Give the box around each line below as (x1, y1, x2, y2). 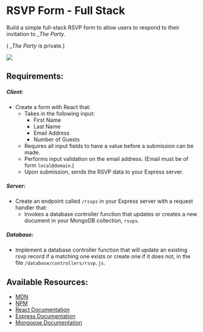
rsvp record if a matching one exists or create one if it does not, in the (15, 253, 191, 260)
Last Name (33, 123, 61, 130)
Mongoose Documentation (15, 319, 82, 327)
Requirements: (6, 71, 64, 82)
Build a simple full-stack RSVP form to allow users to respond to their (6, 24, 180, 31)
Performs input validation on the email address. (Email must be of (24, 155, 189, 163)
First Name (33, 116, 62, 124)
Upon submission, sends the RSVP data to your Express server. (24, 168, 184, 175)
